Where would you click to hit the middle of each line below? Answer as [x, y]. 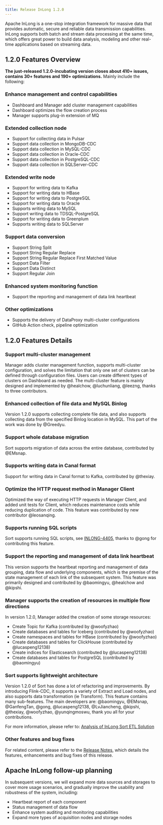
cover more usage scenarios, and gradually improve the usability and [74, 787]
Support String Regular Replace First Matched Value [64, 258]
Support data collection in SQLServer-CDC [55, 165]
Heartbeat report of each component [49, 802]
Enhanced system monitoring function [52, 286]
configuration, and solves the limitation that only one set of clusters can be [80, 370]
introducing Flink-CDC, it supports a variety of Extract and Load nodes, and [81, 691]
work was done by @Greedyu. [35, 425]
